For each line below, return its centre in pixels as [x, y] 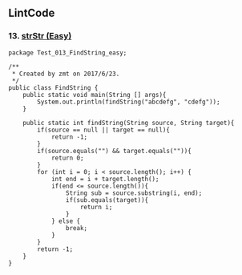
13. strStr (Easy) [40, 36]
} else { [66, 221]
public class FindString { [53, 87]
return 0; [67, 158]
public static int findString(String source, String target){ [129, 123]
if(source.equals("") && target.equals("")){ [115, 151]
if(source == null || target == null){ [104, 130]
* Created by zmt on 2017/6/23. [66, 74]
